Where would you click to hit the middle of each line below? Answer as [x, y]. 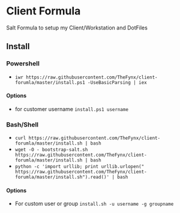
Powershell [23, 64]
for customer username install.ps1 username [72, 109]
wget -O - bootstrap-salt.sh [51, 150]
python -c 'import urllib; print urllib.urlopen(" [79, 167]
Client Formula [43, 11]
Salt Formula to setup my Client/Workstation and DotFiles [77, 28]
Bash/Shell [22, 124]
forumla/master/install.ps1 [50, 82]
